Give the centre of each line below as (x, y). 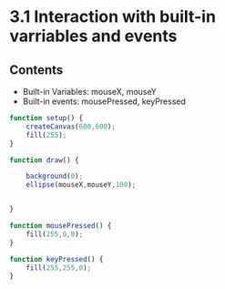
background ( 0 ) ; (55, 176)
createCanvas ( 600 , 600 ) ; (71, 126)
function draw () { (44, 160)
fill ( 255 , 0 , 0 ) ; (55, 234)
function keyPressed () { (56, 259)
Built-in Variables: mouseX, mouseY (89, 92)
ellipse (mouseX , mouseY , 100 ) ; (81, 185)
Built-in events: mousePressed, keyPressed (104, 101)
